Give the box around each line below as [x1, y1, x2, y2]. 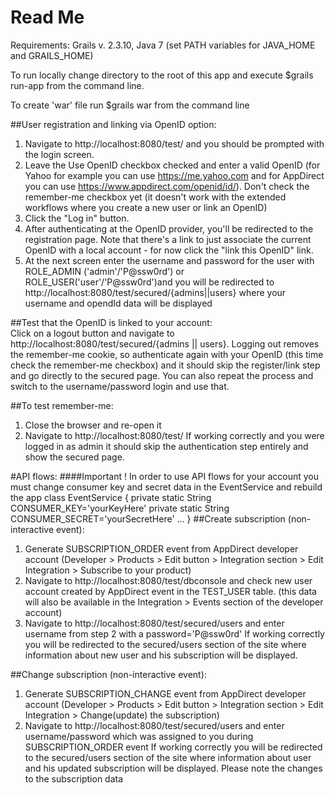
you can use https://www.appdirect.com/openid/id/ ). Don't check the [24, 180, 310, 192]
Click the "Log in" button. [24, 212, 130, 224]
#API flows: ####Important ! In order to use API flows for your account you [10, 470, 320, 482]
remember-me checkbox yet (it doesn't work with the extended [24, 191, 287, 203]
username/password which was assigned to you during [24, 730, 254, 742]
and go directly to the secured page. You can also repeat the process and [10, 369, 314, 381]
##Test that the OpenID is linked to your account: [10, 316, 213, 328]
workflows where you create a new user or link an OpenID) [24, 201, 268, 213]
